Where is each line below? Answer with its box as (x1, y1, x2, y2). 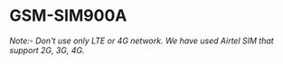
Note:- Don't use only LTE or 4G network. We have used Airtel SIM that (9, 35, 274, 46)
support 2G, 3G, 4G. (9, 44, 85, 55)
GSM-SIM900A (9, 5, 127, 26)
